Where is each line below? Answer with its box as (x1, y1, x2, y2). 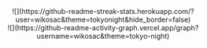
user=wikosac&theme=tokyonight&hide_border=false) (15, 15, 191, 24)
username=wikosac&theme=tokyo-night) (36, 32, 170, 40)
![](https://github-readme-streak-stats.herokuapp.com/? (12, 7, 194, 15)
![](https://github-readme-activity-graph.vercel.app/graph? (7, 23, 199, 33)
